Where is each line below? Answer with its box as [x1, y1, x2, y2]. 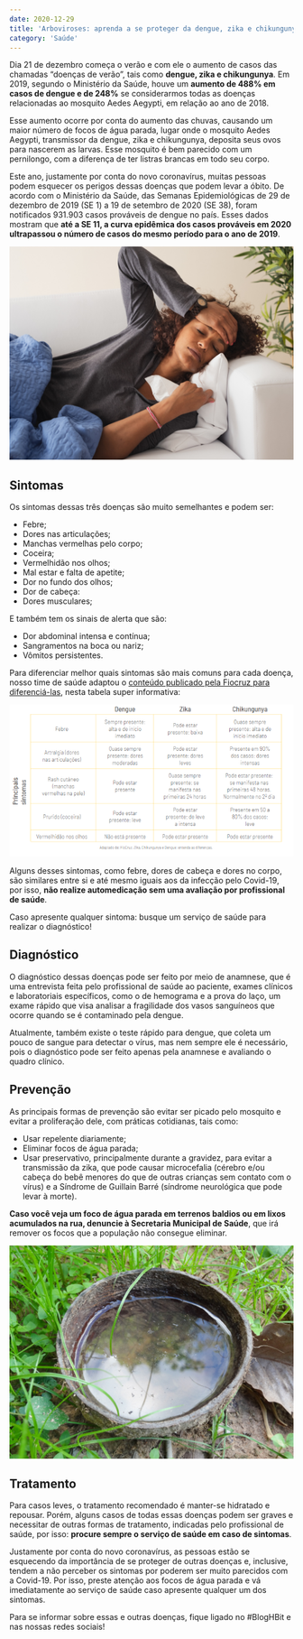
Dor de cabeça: [22, 587, 80, 597]
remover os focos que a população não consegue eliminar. [9, 1227, 228, 1238]
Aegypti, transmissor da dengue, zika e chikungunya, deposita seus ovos [9, 134, 281, 145]
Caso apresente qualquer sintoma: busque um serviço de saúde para [9, 912, 266, 922]
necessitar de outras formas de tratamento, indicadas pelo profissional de [9, 1519, 284, 1530]
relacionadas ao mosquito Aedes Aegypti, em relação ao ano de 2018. [9, 97, 269, 108]
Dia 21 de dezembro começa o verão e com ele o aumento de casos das [9, 60, 278, 70]
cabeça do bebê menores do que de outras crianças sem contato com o [22, 1171, 291, 1182]
